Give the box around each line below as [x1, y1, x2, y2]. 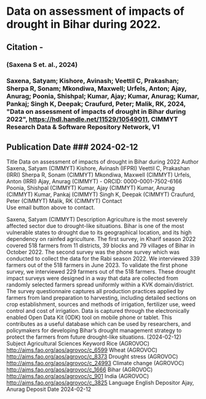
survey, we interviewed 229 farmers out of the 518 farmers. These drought [6, 268, 196, 275]
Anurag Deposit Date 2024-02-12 [6, 385, 92, 393]
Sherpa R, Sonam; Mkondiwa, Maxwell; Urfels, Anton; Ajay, [6, 84, 187, 93]
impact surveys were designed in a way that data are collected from [6, 275, 178, 282]
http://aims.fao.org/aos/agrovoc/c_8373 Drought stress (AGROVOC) [6, 353, 178, 360]
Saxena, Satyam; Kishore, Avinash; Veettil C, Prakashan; [6, 77, 180, 85]
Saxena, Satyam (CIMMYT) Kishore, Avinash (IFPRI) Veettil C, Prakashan [6, 165, 190, 172]
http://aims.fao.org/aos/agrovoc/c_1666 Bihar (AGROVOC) [6, 366, 153, 373]
